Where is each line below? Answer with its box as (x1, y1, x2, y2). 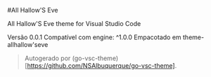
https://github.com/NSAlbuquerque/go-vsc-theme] (27, 62, 175, 69)
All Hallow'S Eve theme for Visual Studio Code (7, 20, 141, 27)
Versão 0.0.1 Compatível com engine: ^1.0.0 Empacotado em (7, 33, 181, 41)
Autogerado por (24, 54, 71, 62)
